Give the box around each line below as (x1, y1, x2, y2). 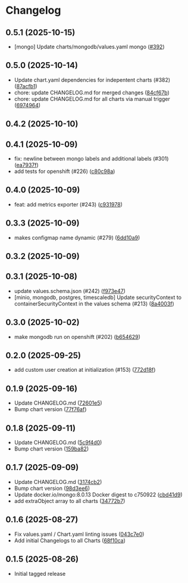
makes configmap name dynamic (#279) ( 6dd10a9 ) (14, 234, 140, 241)
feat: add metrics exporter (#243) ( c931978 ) (14, 200, 123, 208)
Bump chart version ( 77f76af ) (14, 406, 87, 413)
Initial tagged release (14, 570, 66, 577)
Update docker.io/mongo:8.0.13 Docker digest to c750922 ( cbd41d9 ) (14, 491, 183, 498)
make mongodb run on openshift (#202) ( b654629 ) (14, 333, 141, 340)
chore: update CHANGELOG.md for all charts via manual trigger (14, 95, 170, 102)
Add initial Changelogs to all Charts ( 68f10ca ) (14, 536, 126, 544)
